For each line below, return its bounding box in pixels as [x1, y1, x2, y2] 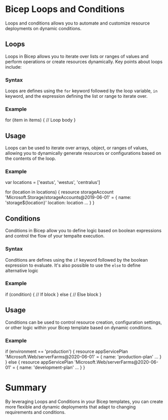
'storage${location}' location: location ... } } [5, 199, 95, 206]
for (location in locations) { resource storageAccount [5, 189, 114, 195]
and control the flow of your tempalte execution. [5, 233, 105, 239]
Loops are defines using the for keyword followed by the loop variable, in [5, 88, 158, 94]
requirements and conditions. [5, 409, 66, 415]
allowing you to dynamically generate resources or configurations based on [5, 150, 161, 156]
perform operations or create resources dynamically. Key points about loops [5, 59, 163, 65]
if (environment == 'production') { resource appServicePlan [5, 348, 128, 354]
